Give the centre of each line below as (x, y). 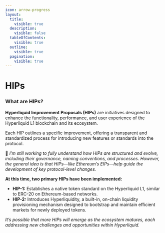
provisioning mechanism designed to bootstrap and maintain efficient (84, 204)
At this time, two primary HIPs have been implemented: (64, 179)
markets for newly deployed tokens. (49, 210)
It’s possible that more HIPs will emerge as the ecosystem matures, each (80, 219)
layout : (13, 15)
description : (23, 29)
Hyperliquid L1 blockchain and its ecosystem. (52, 123)
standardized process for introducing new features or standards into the (79, 138)
